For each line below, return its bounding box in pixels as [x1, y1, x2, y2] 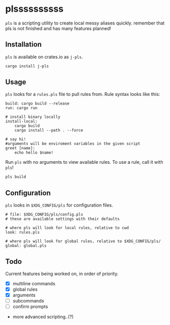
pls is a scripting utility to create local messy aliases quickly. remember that [5, 20, 165, 26]
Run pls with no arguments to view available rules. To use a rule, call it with [5, 159, 163, 165]
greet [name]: [5, 146, 36, 151]
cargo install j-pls [5, 63, 50, 69]
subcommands [12, 298, 44, 304]
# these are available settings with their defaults [5, 216, 120, 222]
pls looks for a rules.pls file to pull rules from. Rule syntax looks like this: [5, 91, 160, 97]
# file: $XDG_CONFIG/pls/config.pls [5, 212, 83, 217]
